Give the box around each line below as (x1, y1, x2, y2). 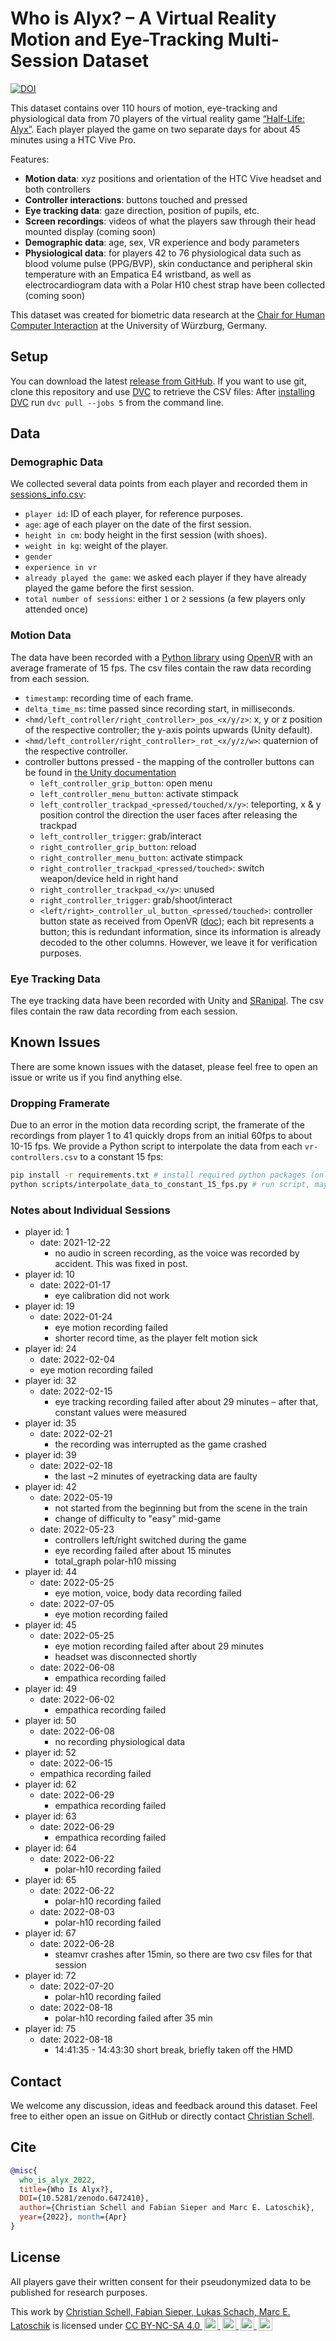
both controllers (24, 183, 91, 195)
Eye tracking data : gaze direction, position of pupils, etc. (24, 204, 260, 216)
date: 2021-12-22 (39, 1237, 111, 1249)
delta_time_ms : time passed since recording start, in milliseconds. (24, 702, 296, 714)
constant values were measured (54, 1407, 187, 1419)
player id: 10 (24, 1268, 75, 1281)
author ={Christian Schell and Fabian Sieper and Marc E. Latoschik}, (19, 2203, 315, 2213)
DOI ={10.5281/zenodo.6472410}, (19, 2193, 150, 2204)
